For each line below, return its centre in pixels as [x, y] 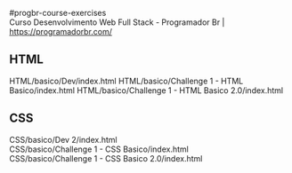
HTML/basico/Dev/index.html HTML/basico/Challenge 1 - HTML [126, 81]
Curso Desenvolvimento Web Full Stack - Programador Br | [117, 22]
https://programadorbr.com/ [61, 31]
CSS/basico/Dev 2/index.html [63, 139]
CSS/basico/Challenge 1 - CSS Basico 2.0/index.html [106, 158]
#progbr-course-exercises [58, 13]
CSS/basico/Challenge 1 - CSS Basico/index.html [99, 149]
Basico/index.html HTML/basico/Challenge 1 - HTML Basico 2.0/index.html [146, 90]
